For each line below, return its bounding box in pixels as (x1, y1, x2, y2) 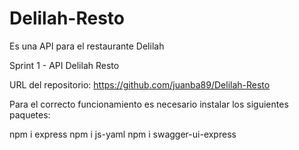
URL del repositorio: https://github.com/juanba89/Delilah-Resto (9, 78, 271, 91)
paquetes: (9, 108, 51, 121)
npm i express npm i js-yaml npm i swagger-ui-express (9, 128, 237, 140)
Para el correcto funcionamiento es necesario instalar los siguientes (9, 98, 289, 110)
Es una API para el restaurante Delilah (9, 40, 165, 52)
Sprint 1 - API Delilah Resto (9, 59, 120, 71)
